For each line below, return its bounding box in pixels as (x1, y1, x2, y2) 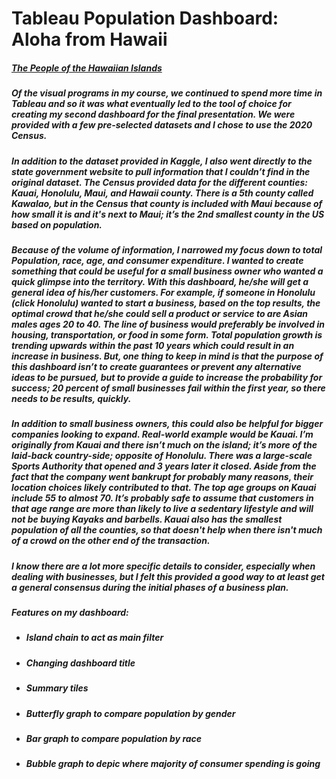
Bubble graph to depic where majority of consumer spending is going (25, 758, 321, 770)
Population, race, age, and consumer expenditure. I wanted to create (11, 254, 304, 266)
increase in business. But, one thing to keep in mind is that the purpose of (11, 350, 324, 362)
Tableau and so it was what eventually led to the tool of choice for (11, 98, 292, 110)
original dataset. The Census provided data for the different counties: (11, 176, 308, 188)
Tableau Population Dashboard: (11, 7, 279, 30)
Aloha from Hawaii (11, 28, 168, 51)
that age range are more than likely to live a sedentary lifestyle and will (11, 503, 314, 515)
